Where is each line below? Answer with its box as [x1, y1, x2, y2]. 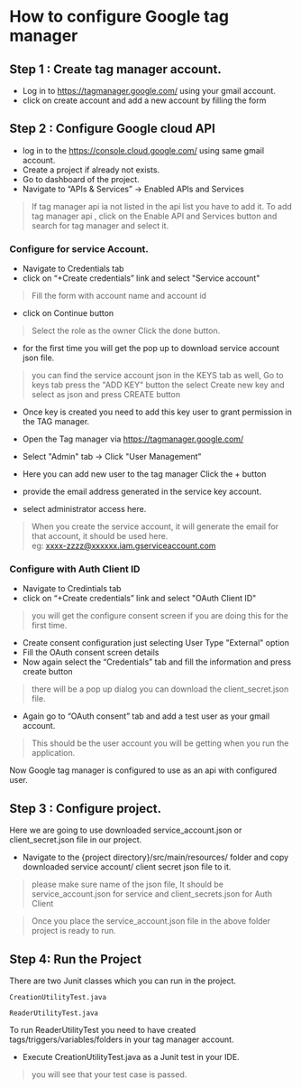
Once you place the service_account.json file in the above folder [31, 916, 271, 926]
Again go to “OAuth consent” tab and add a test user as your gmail [22, 711, 270, 721]
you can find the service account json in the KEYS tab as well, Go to [31, 370, 284, 381]
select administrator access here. [22, 504, 147, 515]
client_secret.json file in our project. [9, 834, 142, 845]
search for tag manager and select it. [31, 219, 169, 231]
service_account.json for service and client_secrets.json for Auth [31, 889, 273, 899]
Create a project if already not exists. [22, 164, 160, 175]
